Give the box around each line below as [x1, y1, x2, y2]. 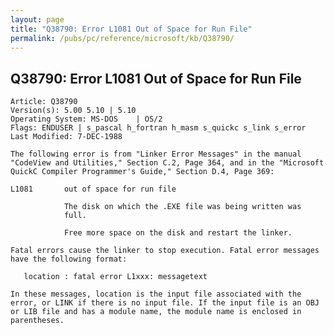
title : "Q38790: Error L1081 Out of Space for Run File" [10, 24, 253, 34]
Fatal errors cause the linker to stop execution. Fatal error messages [10, 246, 320, 256]
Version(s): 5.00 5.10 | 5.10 [10, 106, 137, 116]
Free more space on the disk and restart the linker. [63, 228, 293, 238]
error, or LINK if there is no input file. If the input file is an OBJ [10, 298, 320, 308]
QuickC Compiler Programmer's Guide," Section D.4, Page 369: [10, 167, 275, 177]
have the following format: [10, 254, 128, 265]
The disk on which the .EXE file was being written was [63, 202, 302, 212]
